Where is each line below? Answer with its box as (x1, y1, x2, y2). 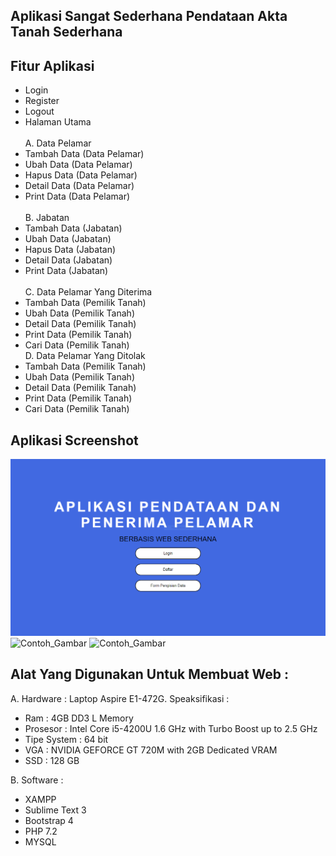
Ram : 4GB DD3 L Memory (24, 712, 134, 724)
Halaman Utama (24, 116, 92, 128)
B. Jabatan (24, 212, 70, 224)
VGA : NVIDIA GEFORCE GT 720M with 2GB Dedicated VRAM (24, 744, 278, 756)
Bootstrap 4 (24, 814, 74, 826)
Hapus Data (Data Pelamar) (24, 169, 138, 181)
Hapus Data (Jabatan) (24, 244, 117, 256)
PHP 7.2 (24, 825, 58, 837)
